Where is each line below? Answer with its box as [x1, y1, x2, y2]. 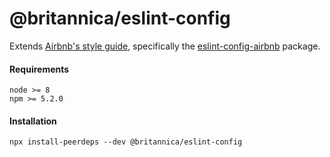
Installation [9, 115, 57, 127]
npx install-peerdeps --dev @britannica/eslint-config [9, 137, 243, 147]
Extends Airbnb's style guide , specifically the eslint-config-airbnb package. [9, 40, 321, 52]
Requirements [9, 63, 70, 75]
